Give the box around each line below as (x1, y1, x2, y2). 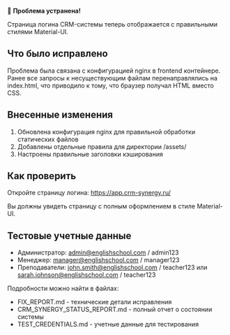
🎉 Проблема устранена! (7, 7, 82, 15)
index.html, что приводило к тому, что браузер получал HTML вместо (7, 81, 214, 90)
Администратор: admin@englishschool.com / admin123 (17, 248, 179, 257)
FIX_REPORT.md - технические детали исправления (17, 298, 172, 306)
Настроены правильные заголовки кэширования (17, 150, 164, 158)
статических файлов (17, 135, 79, 143)
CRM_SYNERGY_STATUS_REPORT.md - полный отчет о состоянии (17, 305, 213, 314)
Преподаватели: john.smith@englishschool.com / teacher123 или (17, 263, 208, 272)
